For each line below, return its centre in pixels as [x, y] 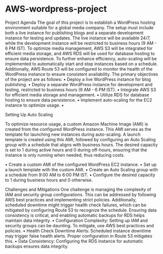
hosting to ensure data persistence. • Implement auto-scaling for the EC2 [79, 100]
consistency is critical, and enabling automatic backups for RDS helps [75, 215]
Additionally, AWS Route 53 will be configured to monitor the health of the [79, 69]
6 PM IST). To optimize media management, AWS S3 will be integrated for [79, 48]
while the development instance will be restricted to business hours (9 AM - [81, 43]
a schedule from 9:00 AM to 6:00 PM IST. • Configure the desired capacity [80, 175]
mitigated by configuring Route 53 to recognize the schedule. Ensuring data [81, 210]
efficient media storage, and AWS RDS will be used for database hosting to [80, 53]
